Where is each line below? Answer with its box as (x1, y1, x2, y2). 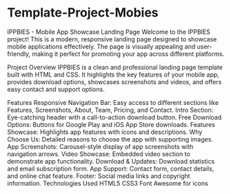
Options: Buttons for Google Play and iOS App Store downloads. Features (7, 120, 216, 128)
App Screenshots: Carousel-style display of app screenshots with (7, 142, 194, 151)
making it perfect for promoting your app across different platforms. (32, 50, 225, 58)
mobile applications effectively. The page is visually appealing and (7, 42, 196, 50)
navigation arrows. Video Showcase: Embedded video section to (7, 150, 191, 158)
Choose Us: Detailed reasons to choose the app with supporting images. (7, 135, 214, 143)
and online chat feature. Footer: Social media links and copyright (7, 171, 191, 180)
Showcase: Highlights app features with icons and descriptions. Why (7, 128, 203, 136)
